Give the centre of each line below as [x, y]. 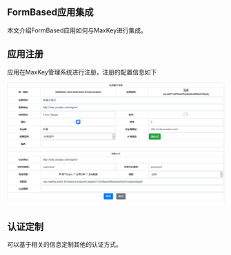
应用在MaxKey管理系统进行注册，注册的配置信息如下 [82, 72]
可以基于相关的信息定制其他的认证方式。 [64, 245]
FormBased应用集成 [51, 12]
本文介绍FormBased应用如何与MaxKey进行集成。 [77, 30]
